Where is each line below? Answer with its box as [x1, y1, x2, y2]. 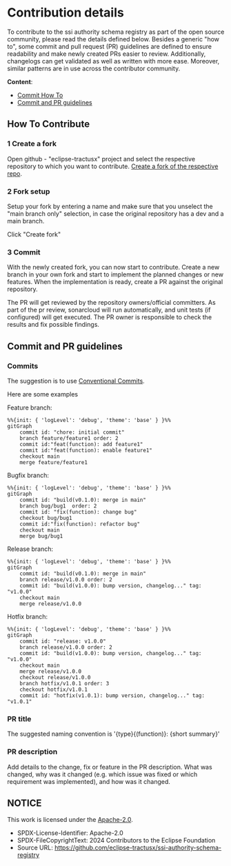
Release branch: [7, 545, 54, 553]
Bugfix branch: [7, 471, 50, 479]
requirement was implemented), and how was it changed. [7, 777, 171, 785]
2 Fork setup [7, 186, 50, 196]
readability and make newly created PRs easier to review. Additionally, [7, 50, 206, 58]
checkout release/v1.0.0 [19, 674, 91, 681]
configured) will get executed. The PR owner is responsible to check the [7, 313, 212, 321]
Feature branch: [7, 403, 53, 412]
